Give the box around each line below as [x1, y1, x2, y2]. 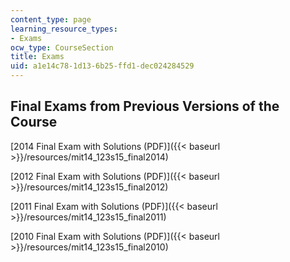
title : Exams [10, 52, 65, 62]
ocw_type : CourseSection [10, 42, 114, 53]
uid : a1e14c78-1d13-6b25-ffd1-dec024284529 [10, 61, 195, 71]
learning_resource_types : [10, 24, 118, 34]
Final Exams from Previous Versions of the [10, 98, 280, 115]
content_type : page [10, 14, 92, 25]
